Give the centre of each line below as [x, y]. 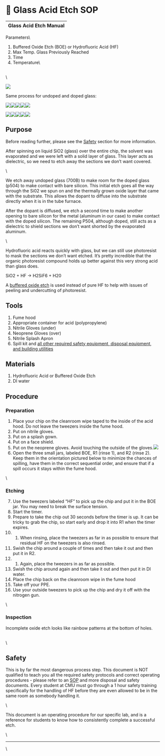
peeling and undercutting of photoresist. [46, 290]
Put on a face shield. [33, 442]
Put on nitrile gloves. [33, 432]
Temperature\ [26, 62]
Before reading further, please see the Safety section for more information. [81, 141]
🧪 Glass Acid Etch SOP [52, 10]
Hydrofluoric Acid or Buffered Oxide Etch [54, 376]
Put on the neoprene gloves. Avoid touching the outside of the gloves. [83, 448]
